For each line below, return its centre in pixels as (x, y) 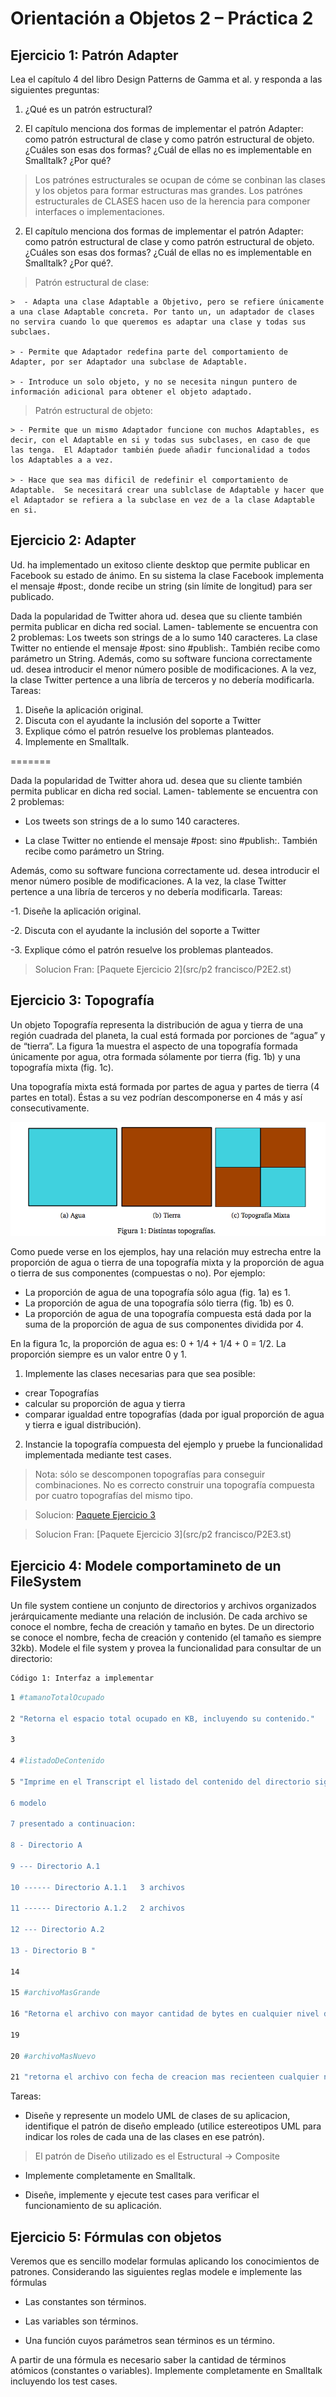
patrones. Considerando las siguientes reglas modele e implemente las (156, 2272)
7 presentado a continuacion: (73, 1824)
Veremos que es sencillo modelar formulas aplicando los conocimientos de (165, 2261)
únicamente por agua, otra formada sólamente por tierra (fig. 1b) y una (155, 1056)
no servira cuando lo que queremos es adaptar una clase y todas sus (158, 322)
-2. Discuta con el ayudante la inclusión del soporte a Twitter (135, 930)
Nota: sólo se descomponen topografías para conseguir (150, 1474)
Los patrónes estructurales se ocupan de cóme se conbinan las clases (180, 180)
